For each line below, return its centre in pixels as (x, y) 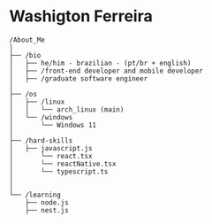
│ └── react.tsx (51, 156)
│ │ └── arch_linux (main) (67, 109)
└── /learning (35, 195)
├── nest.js (47, 210)
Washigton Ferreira (81, 16)
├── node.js (47, 202)
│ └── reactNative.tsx (63, 164)
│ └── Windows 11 (53, 125)
